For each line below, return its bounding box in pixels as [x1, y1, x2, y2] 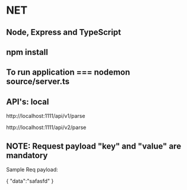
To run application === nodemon [6, 67, 131, 78]
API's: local [6, 96, 49, 107]
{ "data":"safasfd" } [6, 177, 54, 184]
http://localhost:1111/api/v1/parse [6, 112, 85, 120]
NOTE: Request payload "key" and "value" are [6, 141, 182, 151]
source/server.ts [6, 76, 70, 86]
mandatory [6, 150, 48, 160]
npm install [6, 47, 49, 57]
